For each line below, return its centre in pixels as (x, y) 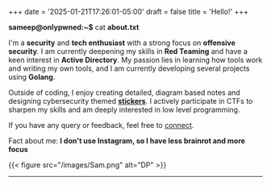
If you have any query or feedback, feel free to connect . (101, 125)
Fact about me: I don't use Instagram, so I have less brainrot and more (127, 141)
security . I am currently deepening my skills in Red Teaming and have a (128, 51)
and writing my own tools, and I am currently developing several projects (129, 68)
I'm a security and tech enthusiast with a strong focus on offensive (122, 43)
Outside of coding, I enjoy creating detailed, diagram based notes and (124, 92)
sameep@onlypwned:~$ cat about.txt (74, 27)
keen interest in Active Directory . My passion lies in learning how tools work (135, 60)
